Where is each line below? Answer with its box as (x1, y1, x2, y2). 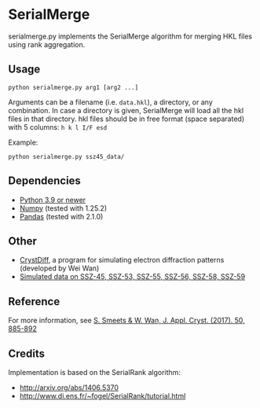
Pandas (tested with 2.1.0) (19, 211, 104, 221)
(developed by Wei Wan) (19, 263, 100, 273)
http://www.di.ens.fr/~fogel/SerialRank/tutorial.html (19, 391, 186, 400)
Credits (8, 347, 46, 360)
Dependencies (8, 175, 81, 188)
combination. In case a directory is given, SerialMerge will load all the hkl (8, 105, 244, 115)
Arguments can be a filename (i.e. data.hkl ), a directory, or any (8, 97, 214, 107)
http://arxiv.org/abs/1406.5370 (19, 383, 119, 392)
